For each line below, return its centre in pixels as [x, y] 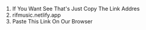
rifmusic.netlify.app [36, 15]
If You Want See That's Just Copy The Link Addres [76, 9]
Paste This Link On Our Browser [52, 21]
